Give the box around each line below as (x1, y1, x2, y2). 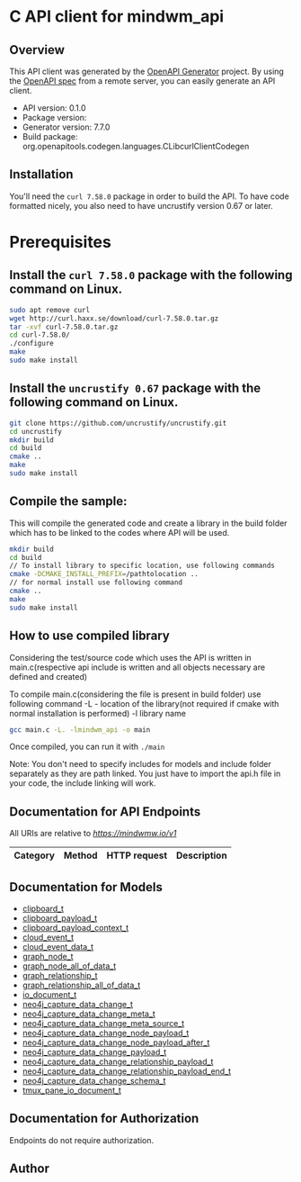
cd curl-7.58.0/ (9, 330, 70, 339)
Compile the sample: (9, 493, 128, 510)
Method (63, 849, 98, 862)
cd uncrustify (9, 427, 63, 436)
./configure (9, 339, 54, 348)
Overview (9, 42, 66, 58)
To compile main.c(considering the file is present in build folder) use (9, 689, 261, 699)
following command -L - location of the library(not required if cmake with (9, 698, 279, 708)
